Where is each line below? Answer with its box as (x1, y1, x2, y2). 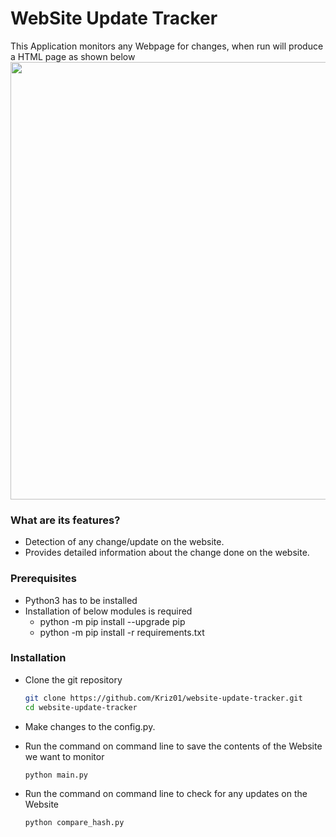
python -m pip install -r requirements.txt (39, 626, 205, 638)
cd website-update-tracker (24, 702, 138, 712)
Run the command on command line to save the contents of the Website (24, 740, 323, 752)
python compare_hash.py (24, 818, 125, 828)
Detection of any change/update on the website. (24, 536, 225, 548)
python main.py (24, 770, 89, 780)
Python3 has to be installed (24, 594, 138, 606)
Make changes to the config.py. (24, 720, 156, 732)
